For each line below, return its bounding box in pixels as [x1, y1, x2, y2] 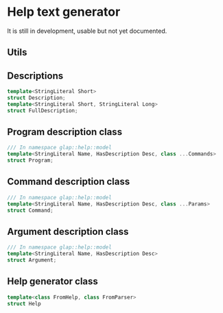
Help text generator [7, 4, 121, 20]
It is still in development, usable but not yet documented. [7, 27, 167, 35]
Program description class [7, 126, 122, 138]
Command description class [7, 176, 130, 188]
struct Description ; [7, 95, 67, 101]
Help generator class [7, 275, 98, 288]
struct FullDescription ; [7, 107, 78, 114]
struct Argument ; [7, 257, 57, 264]
